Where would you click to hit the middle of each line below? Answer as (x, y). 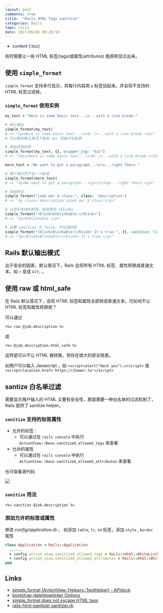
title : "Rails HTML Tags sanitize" (42, 19)
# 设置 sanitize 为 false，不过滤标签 (41, 227)
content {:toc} (26, 46)
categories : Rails (24, 23)
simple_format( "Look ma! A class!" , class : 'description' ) (66, 196)
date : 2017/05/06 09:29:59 (32, 32)
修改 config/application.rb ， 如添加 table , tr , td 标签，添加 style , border (79, 530)
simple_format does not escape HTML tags (55, 600)
